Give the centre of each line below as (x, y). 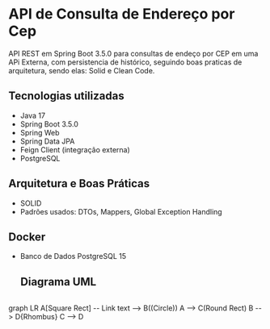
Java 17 (33, 115)
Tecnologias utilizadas (66, 96)
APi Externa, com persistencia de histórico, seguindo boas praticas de (125, 62)
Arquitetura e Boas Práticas (79, 183)
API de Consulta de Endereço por (122, 14)
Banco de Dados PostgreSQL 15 (73, 256)
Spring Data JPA (47, 141)
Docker (27, 237)
